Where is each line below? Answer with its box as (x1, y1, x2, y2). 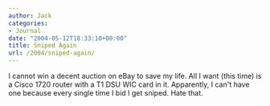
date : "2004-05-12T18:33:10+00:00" (8, 34, 128, 43)
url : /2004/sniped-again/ (8, 49, 95, 57)
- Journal (8, 26, 42, 35)
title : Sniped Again (8, 42, 78, 50)
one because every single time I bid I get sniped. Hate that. (8, 88, 203, 97)
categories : (8, 19, 48, 27)
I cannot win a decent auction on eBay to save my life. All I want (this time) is (8, 71, 262, 80)
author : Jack (8, 11, 52, 20)
